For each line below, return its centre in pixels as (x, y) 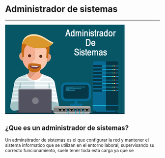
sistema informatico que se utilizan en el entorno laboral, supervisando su (80, 145)
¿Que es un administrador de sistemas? (67, 128)
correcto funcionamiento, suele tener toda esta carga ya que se (69, 150)
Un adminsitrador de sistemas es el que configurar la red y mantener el (77, 140)
